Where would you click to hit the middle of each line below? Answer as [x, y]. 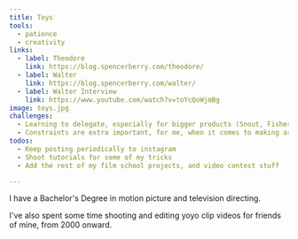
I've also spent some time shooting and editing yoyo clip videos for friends [145, 216]
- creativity [41, 42]
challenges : [31, 116]
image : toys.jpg [39, 108]
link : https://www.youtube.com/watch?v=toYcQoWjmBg [122, 100]
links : [21, 50]
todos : [21, 141]
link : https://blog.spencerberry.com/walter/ [111, 83]
